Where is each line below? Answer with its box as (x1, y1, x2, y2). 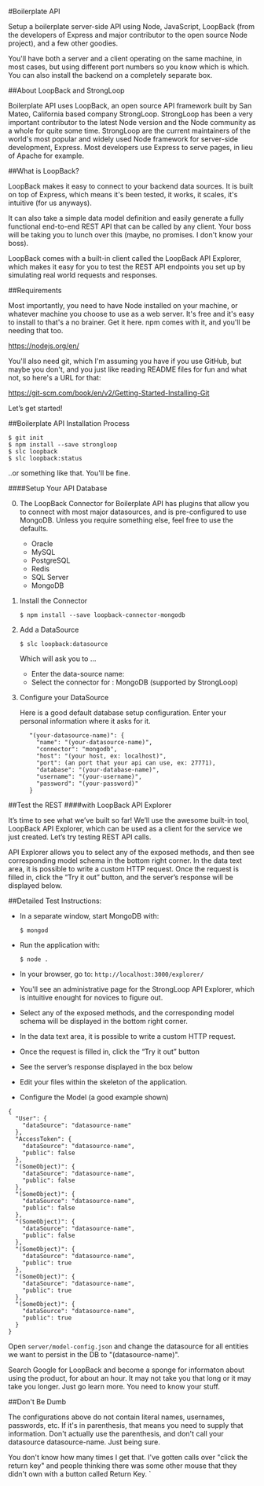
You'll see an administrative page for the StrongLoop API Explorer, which (19, 985, 255, 993)
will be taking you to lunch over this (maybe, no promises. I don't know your (8, 230, 253, 239)
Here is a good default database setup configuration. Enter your (19, 708, 226, 717)
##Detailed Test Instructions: (8, 896, 102, 905)
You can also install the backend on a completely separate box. (8, 71, 213, 79)
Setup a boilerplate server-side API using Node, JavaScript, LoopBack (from (8, 22, 255, 31)
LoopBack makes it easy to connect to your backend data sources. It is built (8, 182, 254, 191)
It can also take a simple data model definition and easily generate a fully (8, 214, 244, 222)
